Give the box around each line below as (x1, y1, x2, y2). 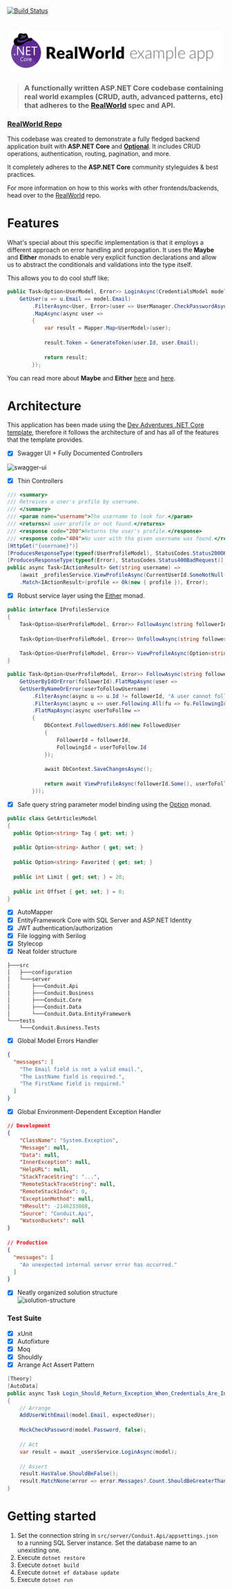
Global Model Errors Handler (17, 1036, 99, 1045)
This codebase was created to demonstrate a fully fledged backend (7, 134, 200, 143)
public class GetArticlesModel (7, 815, 97, 822)
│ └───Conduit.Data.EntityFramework (7, 1010, 131, 1017)
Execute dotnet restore (17, 1553, 86, 1561)
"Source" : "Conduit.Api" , (19, 1210, 95, 1217)
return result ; (43, 354, 88, 361)
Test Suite (7, 1314, 42, 1323)
